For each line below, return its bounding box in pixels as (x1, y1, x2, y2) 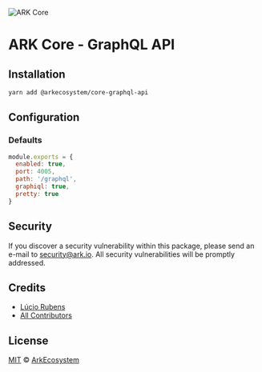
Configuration (8, 110, 80, 124)
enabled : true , (15, 160, 67, 168)
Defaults (8, 134, 42, 146)
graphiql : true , (15, 182, 70, 191)
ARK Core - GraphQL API (8, 36, 175, 54)
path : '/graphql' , (15, 175, 78, 183)
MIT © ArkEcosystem (8, 355, 80, 365)
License (8, 334, 49, 347)
